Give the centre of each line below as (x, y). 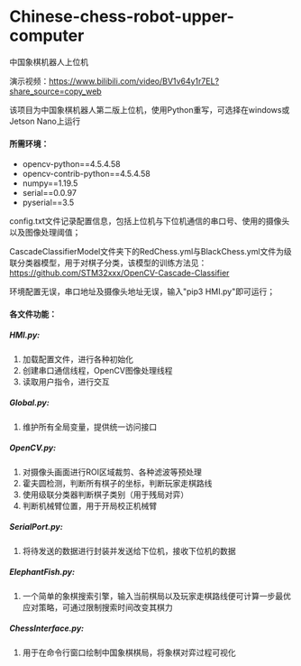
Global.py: (29, 402)
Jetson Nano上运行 (45, 121)
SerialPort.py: (36, 527)
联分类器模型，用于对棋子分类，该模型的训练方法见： (108, 263)
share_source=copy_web (55, 91)
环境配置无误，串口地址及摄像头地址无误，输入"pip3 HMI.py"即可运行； (142, 291)
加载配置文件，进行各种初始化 (78, 359)
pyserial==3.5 (48, 203)
